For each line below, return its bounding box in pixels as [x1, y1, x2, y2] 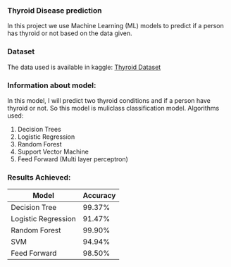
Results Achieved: [7, 172, 71, 182]
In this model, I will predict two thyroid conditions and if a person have [7, 96, 211, 104]
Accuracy [82, 191, 116, 201]
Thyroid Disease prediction [7, 6, 102, 15]
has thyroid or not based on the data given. [7, 29, 132, 37]
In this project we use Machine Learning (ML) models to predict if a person [7, 22, 224, 30]
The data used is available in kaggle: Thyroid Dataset [7, 63, 161, 71]
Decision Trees [17, 125, 61, 133]
